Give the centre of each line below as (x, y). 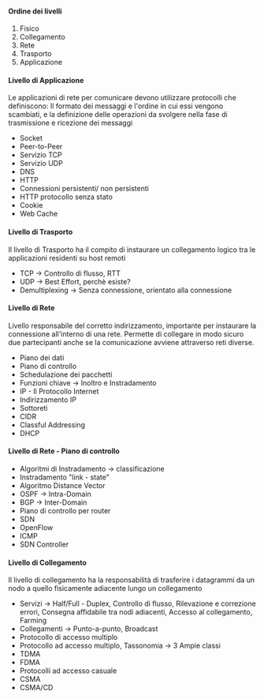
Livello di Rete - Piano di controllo (64, 451)
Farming (33, 621)
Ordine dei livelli (35, 11)
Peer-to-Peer (41, 147)
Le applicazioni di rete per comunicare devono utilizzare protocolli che (122, 98)
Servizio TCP (41, 155)
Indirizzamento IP (48, 400)
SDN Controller (44, 544)
